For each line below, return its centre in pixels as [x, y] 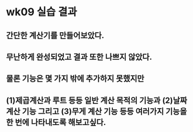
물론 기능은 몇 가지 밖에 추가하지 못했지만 [75, 79]
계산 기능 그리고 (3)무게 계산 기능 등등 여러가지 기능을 [96, 111]
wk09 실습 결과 [42, 12]
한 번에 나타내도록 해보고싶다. [56, 122]
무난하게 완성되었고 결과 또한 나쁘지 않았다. [79, 57]
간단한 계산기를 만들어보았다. [55, 35]
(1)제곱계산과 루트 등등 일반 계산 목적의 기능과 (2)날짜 [96, 100]
